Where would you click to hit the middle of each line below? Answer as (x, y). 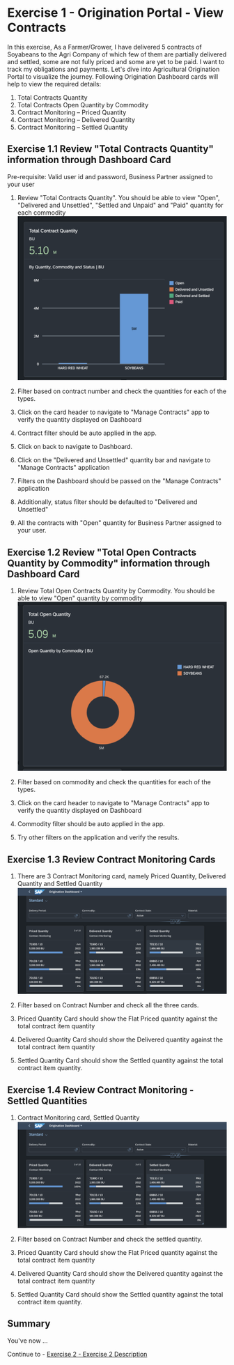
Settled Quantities (47, 1100)
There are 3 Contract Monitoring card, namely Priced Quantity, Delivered (122, 876)
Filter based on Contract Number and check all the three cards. (108, 1005)
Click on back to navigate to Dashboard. (75, 447)
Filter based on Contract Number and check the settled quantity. (110, 1240)
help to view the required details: (54, 84)
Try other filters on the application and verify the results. (98, 837)
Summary (29, 1324)
